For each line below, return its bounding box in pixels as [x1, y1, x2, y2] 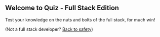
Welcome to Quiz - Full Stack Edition [5, 4, 120, 12]
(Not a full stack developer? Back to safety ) [5, 26, 93, 32]
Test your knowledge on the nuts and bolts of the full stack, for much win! [5, 17, 156, 22]
